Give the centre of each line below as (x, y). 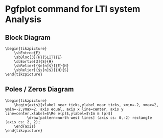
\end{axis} (25, 126)
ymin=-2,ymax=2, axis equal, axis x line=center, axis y (64, 109)
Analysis (23, 19)
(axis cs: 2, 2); (23, 122)
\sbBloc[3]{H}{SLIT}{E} (38, 57)
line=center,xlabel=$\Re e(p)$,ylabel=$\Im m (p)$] (59, 114)
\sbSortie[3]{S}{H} (34, 62)
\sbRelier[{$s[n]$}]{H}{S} (41, 70)
